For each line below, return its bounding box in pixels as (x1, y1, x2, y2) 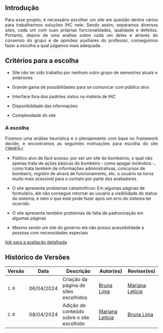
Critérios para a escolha (5, 57, 79, 65)
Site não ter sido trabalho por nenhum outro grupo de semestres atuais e (12, 69, 158, 75)
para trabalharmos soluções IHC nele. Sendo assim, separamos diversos (5, 22, 158, 28)
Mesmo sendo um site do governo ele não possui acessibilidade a (12, 224, 144, 230)
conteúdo (62, 308, 85, 315)
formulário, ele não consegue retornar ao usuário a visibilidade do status (12, 190, 158, 196)
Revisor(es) (128, 267, 155, 274)
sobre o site (62, 314, 90, 321)
